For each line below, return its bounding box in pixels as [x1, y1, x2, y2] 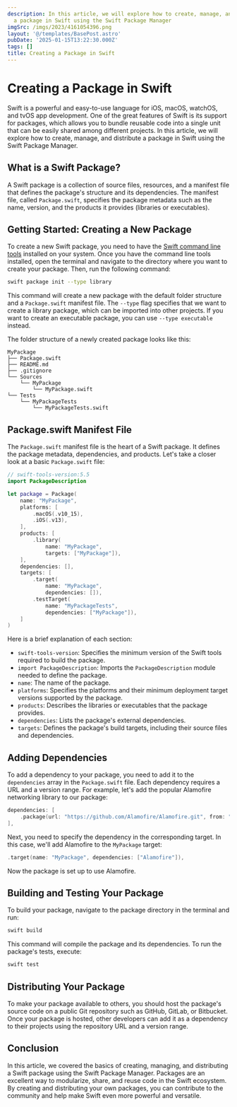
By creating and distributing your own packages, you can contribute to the [7, 1084, 224, 1092]
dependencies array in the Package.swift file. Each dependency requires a [7, 778, 221, 787]
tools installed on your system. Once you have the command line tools [7, 250, 212, 258]
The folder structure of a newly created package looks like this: [7, 335, 191, 344]
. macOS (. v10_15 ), [32, 510, 83, 517]
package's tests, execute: [7, 947, 83, 956]
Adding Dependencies [7, 751, 108, 764]
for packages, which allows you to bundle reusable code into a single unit [7, 118, 221, 127]
